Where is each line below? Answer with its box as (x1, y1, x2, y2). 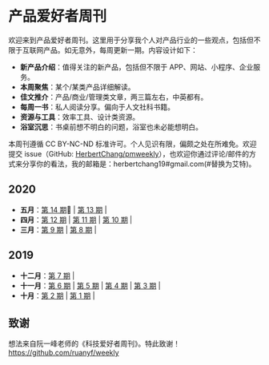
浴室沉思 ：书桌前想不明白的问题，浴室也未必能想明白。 (19, 121, 203, 132)
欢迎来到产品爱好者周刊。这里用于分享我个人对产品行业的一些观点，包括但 (8, 35, 254, 45)
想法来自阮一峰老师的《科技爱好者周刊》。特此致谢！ (8, 339, 180, 348)
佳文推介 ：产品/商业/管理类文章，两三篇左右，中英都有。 (19, 92, 208, 101)
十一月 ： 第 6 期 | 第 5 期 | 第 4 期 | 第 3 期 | (19, 280, 162, 290)
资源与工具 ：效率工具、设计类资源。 (19, 112, 140, 121)
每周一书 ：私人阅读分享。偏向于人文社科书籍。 (19, 101, 175, 112)
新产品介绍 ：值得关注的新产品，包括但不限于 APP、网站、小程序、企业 (19, 61, 254, 72)
